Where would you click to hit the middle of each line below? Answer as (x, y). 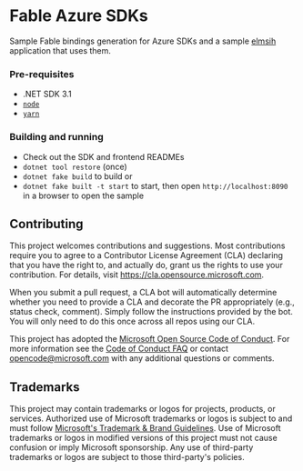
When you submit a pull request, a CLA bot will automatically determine (143, 293)
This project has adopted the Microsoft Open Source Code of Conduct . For (150, 339)
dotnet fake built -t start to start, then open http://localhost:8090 (155, 185)
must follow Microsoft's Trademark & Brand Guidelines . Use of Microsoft (145, 428)
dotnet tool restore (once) (75, 166)
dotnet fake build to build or (78, 176)
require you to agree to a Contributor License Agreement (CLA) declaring (146, 256)
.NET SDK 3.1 (47, 94)
